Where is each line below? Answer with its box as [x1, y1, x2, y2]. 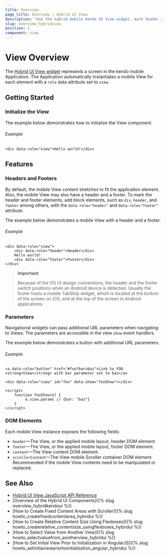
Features [5, 160, 33, 168]
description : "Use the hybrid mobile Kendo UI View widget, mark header [5, 16, 159, 21]
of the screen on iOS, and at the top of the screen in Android [17, 295, 142, 301]
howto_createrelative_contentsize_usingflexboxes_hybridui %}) [12, 524, 142, 530]
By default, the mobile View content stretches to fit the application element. [5, 186, 160, 192]
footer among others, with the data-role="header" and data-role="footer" [5, 202, 159, 208]
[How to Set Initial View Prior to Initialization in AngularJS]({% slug [12, 540, 148, 546]
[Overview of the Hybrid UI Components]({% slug [12, 498, 114, 504]
